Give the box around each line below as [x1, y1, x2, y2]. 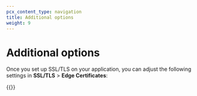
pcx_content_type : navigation [6, 8, 82, 15]
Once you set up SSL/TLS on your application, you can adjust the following [6, 65, 192, 73]
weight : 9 [6, 20, 31, 26]
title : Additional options [6, 14, 74, 20]
